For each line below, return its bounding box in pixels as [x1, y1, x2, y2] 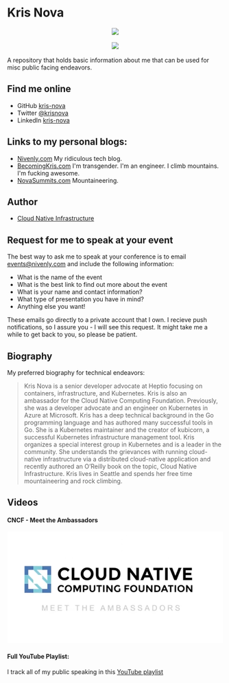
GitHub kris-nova [16, 101, 66, 109]
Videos [7, 497, 38, 508]
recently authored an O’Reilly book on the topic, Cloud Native [23, 462, 197, 470]
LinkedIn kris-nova [16, 116, 70, 124]
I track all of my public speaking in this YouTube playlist [7, 667, 163, 675]
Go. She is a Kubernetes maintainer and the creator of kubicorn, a [23, 426, 210, 434]
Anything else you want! [16, 303, 86, 311]
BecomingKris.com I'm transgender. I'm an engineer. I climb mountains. [16, 162, 219, 170]
